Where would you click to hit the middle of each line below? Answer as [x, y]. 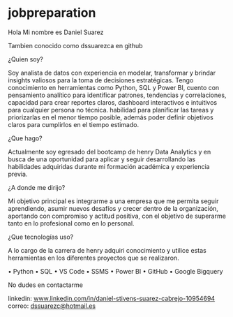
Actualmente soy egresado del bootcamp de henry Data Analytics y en [110, 152]
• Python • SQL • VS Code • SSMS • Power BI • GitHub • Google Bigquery [115, 271]
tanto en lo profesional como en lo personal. [71, 223]
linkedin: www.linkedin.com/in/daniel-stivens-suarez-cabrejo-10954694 [112, 298]
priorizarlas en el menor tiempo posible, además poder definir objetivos [111, 117]
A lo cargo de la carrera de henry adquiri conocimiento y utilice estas [107, 250]
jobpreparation [52, 13]
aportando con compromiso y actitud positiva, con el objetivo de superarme [117, 216]
